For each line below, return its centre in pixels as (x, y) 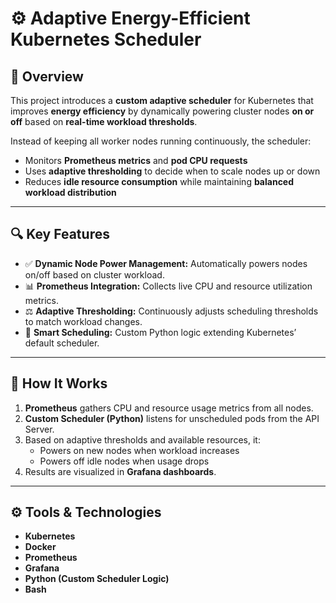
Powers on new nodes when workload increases (139, 450)
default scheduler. (62, 343)
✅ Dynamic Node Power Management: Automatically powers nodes (166, 263)
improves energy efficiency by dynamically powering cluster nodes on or (162, 111)
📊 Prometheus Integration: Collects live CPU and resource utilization (168, 286)
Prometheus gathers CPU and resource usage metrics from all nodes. (169, 408)
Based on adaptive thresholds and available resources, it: (142, 439)
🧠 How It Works (59, 383)
